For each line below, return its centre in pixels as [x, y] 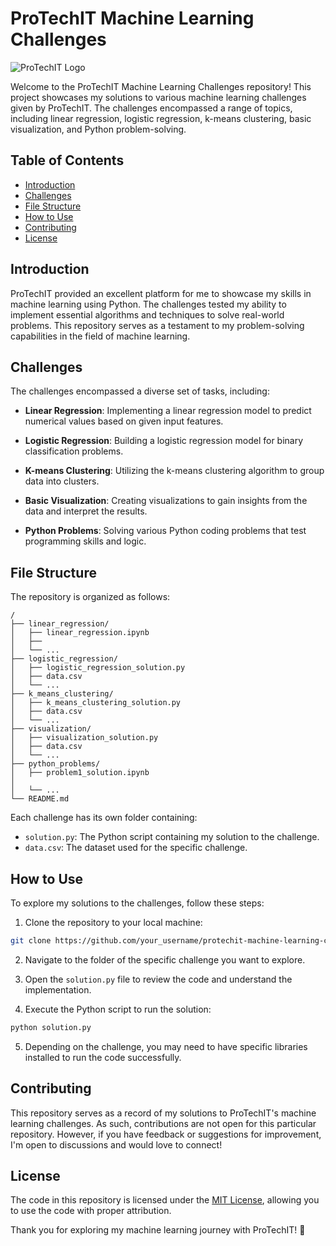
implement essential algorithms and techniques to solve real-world [147, 314]
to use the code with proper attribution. [91, 1211]
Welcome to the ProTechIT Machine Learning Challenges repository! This [161, 86]
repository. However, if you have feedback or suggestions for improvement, [166, 1134]
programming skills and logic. [85, 541]
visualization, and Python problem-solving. [98, 129]
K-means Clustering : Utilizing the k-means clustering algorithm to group [174, 471]
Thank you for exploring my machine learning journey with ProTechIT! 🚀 [158, 1230]
